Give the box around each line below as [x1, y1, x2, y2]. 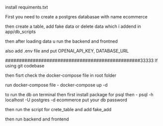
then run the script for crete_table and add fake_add [5, 107, 112, 112]
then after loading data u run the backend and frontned [5, 38, 118, 44]
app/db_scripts [5, 29, 36, 34]
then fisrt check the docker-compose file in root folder [5, 72, 117, 78]
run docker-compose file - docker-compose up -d [5, 82, 108, 88]
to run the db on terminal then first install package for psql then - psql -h [5, 92, 154, 97]
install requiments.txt [5, 4, 48, 10]
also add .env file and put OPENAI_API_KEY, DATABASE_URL [5, 48, 129, 54]
